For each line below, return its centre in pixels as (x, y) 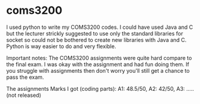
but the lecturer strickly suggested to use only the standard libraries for (95, 33)
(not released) (24, 95)
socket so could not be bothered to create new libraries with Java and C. (96, 40)
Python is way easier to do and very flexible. (61, 46)
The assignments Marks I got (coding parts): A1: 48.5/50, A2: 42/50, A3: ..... (100, 88)
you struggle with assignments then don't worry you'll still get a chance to (98, 70)
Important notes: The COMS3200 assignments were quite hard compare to (99, 58)
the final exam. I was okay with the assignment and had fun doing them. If (98, 64)
